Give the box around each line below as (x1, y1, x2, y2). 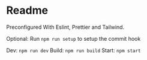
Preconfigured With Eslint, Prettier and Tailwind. (6, 23, 125, 31)
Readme (6, 4, 49, 17)
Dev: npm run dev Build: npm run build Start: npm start (6, 46, 141, 54)
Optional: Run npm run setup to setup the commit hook (6, 35, 141, 42)
